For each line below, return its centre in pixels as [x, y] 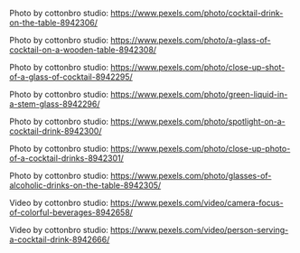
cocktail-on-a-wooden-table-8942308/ [83, 50]
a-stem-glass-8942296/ [55, 104]
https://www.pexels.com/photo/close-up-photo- [201, 149]
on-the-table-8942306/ [53, 23]
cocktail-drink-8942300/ [56, 131]
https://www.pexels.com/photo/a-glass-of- [191, 40]
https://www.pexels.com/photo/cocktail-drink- [197, 13]
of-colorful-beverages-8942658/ [71, 212]
